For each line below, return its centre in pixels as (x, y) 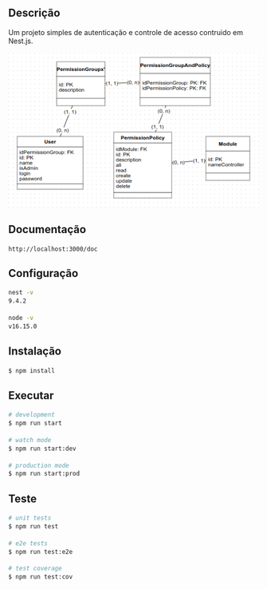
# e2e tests (28, 543)
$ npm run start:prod (44, 474)
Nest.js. (21, 41)
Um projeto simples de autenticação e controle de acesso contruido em (126, 32)
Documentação (47, 229)
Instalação (35, 352)
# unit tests (30, 518)
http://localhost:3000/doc (53, 249)
